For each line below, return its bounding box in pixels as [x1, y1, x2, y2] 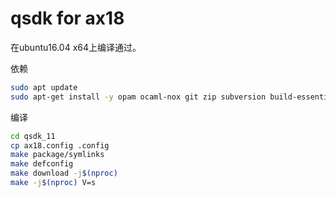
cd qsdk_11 [10, 131, 56, 141]
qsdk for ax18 [10, 7, 125, 30]
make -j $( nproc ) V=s [10, 178, 97, 188]
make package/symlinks [10, 150, 105, 160]
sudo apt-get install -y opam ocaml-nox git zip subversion [10, 92, 267, 102]
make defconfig [10, 159, 74, 169]
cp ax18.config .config [10, 140, 110, 151]
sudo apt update [10, 82, 78, 92]
